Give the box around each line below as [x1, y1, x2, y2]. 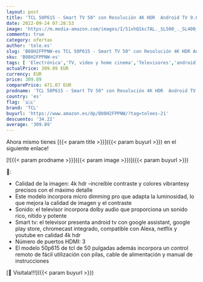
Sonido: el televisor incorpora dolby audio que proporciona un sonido [14, 206, 188, 213]
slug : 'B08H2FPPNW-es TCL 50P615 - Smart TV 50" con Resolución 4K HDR [6, 49, 190, 55]
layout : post [6, 8, 39, 15]
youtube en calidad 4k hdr [14, 232, 81, 239]
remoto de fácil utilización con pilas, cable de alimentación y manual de [14, 251, 193, 258]
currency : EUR [6, 71, 42, 77]
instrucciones [14, 257, 50, 264]
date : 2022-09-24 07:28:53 [6, 20, 74, 26]
